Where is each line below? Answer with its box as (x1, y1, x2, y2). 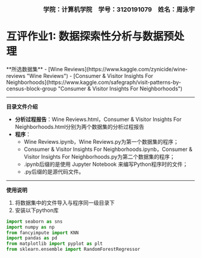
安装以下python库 (14, 207, 59, 214)
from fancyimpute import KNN (6, 229, 79, 236)
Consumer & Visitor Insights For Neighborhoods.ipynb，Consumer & (23, 145, 193, 153)
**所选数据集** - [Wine (6, 65, 63, 72)
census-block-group (6, 85, 57, 92)
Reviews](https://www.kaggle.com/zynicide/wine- (64, 65, 188, 72)
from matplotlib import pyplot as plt (6, 241, 103, 247)
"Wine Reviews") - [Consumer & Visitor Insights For (26, 72, 154, 79)
